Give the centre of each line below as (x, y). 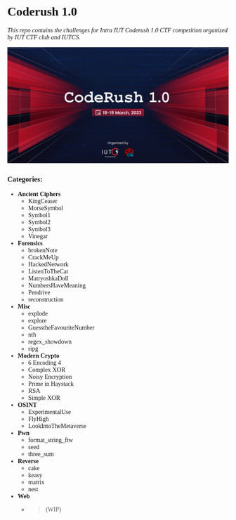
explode (38, 314)
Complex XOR (46, 370)
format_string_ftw (51, 440)
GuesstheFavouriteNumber (61, 328)
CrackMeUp (43, 258)
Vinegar (38, 236)
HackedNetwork (48, 265)
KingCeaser (42, 201)
